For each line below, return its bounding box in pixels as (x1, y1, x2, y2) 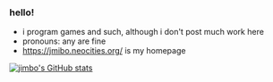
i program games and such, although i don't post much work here (21, 27, 264, 37)
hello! (9, 6, 35, 19)
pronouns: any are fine (21, 36, 107, 46)
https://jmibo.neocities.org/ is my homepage (21, 45, 186, 56)
